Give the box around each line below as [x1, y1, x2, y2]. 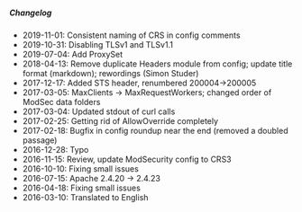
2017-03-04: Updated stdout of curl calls [22, 106, 176, 117]
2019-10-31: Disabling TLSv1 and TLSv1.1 [22, 39, 174, 49]
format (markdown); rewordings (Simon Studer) [22, 67, 199, 78]
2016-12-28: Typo [22, 144, 89, 155]
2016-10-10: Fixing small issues [22, 163, 140, 174]
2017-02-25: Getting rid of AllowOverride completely [22, 115, 219, 126]
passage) [22, 135, 58, 146]
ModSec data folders [22, 96, 101, 107]
